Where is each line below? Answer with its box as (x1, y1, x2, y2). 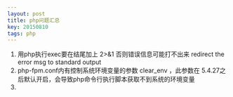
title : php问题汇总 (7, 17, 60, 24)
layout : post (7, 10, 46, 18)
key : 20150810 (7, 23, 49, 30)
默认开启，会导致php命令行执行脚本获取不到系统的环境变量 (23, 75, 195, 84)
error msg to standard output (17, 58, 102, 67)
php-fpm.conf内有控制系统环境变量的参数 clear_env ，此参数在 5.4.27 (17, 66, 220, 75)
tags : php (7, 30, 36, 37)
